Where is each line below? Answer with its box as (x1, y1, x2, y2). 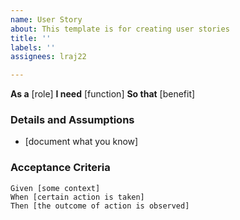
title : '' (10, 33, 52, 43)
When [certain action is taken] (10, 192, 145, 202)
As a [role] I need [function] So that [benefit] (10, 88, 196, 100)
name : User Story (10, 14, 83, 25)
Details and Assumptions (10, 113, 135, 127)
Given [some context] (10, 183, 101, 193)
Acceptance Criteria (10, 161, 111, 175)
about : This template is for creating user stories (10, 24, 230, 34)
